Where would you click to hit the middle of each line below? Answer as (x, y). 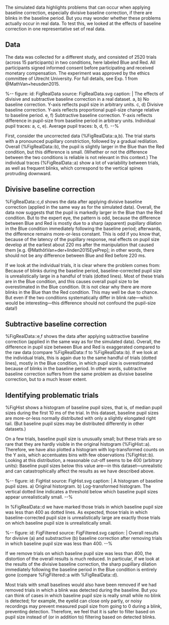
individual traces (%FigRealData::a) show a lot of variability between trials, (82, 163)
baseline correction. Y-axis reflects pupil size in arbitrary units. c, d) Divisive (84, 104)
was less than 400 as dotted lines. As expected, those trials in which (76, 512)
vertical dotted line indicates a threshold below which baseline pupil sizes (82, 492)
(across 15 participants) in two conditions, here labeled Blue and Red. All (80, 62)
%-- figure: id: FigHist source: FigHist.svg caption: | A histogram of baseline (84, 481)
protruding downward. (29, 173)
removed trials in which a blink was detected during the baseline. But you (81, 590)
